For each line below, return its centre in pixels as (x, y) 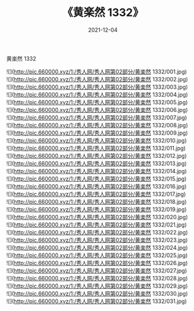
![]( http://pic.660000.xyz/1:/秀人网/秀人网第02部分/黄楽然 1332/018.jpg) (97, 201)
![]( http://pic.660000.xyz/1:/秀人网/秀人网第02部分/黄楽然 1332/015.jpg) (96, 179)
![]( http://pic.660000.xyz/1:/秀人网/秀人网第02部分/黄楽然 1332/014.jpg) (97, 171)
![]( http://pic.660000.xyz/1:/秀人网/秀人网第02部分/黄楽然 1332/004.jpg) (97, 94)
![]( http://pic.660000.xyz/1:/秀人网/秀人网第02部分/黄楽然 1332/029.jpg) (97, 286)
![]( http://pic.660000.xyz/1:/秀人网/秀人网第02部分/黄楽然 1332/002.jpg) (97, 79)
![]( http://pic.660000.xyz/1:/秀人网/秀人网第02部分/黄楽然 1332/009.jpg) (97, 133)
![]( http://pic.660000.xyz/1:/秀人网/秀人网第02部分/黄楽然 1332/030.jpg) (97, 293)
